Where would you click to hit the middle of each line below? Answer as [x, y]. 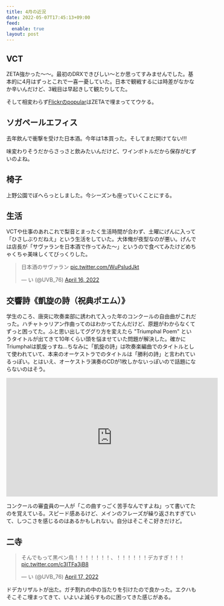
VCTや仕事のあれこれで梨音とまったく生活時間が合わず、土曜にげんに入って [101, 232]
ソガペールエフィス [42, 123]
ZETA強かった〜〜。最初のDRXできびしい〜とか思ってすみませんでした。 [97, 74]
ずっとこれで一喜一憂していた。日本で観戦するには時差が [107, 81]
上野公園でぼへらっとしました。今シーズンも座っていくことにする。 [91, 195]
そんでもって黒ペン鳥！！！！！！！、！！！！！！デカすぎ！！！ [103, 557]
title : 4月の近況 [26, 12]
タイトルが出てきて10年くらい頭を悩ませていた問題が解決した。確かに [98, 339]
